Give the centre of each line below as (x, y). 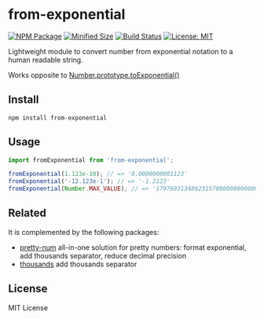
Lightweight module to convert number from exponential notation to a (121, 51)
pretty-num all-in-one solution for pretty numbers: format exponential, (133, 247)
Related (27, 213)
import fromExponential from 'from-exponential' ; (91, 160)
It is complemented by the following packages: (84, 232)
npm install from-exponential (58, 118)
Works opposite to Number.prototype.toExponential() (94, 75)
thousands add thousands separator (78, 264)
